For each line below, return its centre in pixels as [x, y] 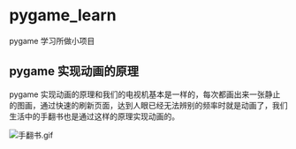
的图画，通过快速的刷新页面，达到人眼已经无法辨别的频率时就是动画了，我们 [148, 105]
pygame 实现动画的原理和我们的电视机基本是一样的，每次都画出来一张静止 [145, 94]
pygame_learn [63, 15]
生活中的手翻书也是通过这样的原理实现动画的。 [94, 116]
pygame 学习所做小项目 [52, 41]
